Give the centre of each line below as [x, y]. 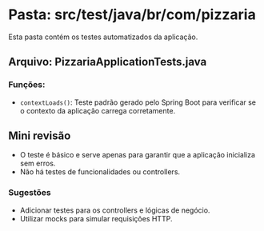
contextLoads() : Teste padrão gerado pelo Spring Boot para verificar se [138, 102]
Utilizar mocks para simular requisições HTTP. [96, 218]
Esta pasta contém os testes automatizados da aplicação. [103, 37]
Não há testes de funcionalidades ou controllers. [100, 172]
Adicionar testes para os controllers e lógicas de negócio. [115, 210]
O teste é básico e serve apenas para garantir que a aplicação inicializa [138, 155]
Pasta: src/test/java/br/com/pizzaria [132, 15]
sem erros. [38, 163]
